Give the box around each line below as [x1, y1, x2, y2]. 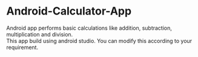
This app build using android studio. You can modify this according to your [6, 37, 193, 44]
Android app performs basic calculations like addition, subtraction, [6, 24, 173, 32]
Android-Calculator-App [6, 4, 132, 18]
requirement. [6, 44, 38, 51]
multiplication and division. [6, 30, 73, 38]
